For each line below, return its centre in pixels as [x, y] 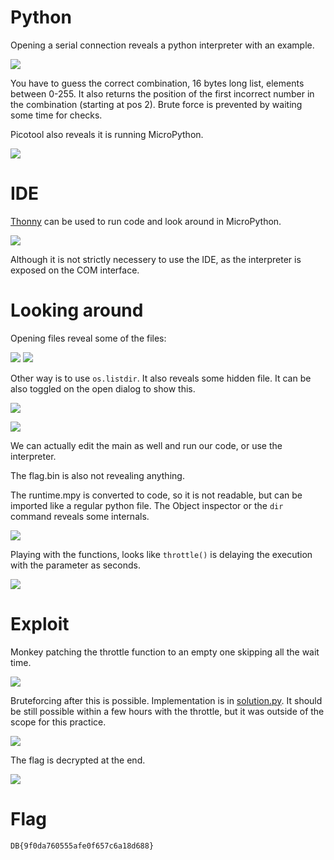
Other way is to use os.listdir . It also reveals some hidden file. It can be [161, 378]
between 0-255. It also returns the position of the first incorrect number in [162, 93]
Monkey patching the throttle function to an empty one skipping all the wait [165, 652]
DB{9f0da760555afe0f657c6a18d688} [82, 846]
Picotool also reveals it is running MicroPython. [107, 134]
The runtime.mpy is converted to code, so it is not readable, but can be [156, 495]
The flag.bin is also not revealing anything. [97, 475]
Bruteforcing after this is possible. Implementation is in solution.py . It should [166, 700]
